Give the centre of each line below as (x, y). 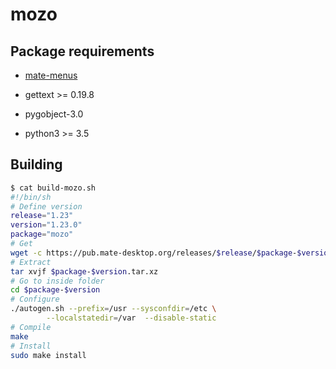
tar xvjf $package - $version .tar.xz (84, 271)
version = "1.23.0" (46, 225)
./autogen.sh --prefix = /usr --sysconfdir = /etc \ (113, 309)
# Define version (46, 206)
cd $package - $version (55, 290)
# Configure (35, 299)
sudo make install (48, 355)
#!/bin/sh (31, 197)
